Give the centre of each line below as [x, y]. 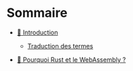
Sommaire [37, 13]
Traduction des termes [60, 46]
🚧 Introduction [37, 32]
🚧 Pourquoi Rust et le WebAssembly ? [71, 59]
